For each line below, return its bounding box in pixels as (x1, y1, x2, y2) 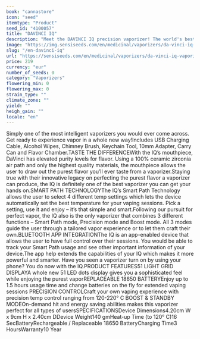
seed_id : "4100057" (6, 25, 55, 32)
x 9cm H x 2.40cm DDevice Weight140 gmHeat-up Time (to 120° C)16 (6, 313, 177, 321)
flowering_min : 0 (6, 81, 49, 87)
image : (6, 42, 23, 48)
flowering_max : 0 (6, 86, 49, 92)
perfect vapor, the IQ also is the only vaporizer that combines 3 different (6, 212, 183, 219)
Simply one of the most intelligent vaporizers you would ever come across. (6, 130, 189, 137)
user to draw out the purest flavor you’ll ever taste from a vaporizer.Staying (6, 168, 190, 175)
